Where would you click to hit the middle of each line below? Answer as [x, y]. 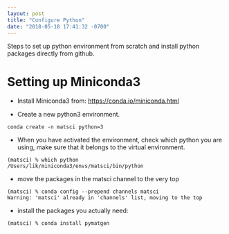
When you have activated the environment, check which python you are [120, 140]
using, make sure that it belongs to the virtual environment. [101, 147]
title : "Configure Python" [46, 20]
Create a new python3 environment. [68, 115]
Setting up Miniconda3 [74, 82]
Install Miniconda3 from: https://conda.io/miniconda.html [98, 101]
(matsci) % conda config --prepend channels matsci [83, 192]
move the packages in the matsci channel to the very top [98, 179]
